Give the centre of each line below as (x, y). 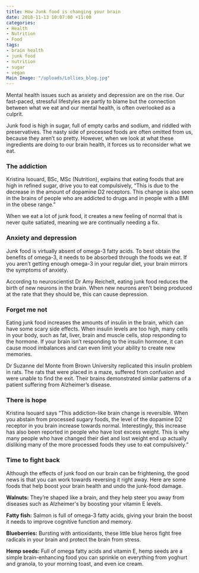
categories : (21, 23)
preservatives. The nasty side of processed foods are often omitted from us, (99, 132)
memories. (19, 354)
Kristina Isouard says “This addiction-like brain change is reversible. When (97, 413)
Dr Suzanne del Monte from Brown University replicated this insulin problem (99, 366)
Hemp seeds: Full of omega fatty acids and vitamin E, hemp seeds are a (94, 551)
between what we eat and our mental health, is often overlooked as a (91, 108)
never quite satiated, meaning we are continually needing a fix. (83, 222)
